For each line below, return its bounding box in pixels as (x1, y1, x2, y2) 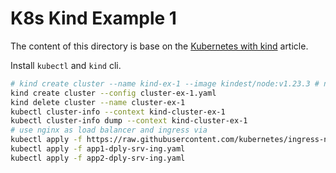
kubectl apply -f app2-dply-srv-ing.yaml (10, 153, 186, 163)
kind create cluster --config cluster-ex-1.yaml (10, 88, 217, 98)
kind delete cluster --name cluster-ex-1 (10, 97, 186, 107)
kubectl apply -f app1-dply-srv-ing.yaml (10, 144, 186, 154)
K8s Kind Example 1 (10, 7, 177, 30)
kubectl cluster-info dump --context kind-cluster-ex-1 (10, 116, 248, 126)
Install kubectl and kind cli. (10, 59, 122, 71)
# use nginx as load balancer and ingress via (10, 125, 208, 136)
